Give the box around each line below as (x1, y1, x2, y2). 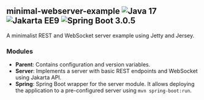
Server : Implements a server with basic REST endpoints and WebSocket (15, 68, 198, 75)
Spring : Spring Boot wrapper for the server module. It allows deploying (15, 80, 195, 88)
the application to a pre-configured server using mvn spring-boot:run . (15, 87, 192, 95)
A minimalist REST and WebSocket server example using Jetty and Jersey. (6, 32, 195, 39)
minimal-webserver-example (6, 6, 121, 16)
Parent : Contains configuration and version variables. (15, 61, 151, 68)
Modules (6, 47, 34, 55)
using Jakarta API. (15, 74, 62, 81)
